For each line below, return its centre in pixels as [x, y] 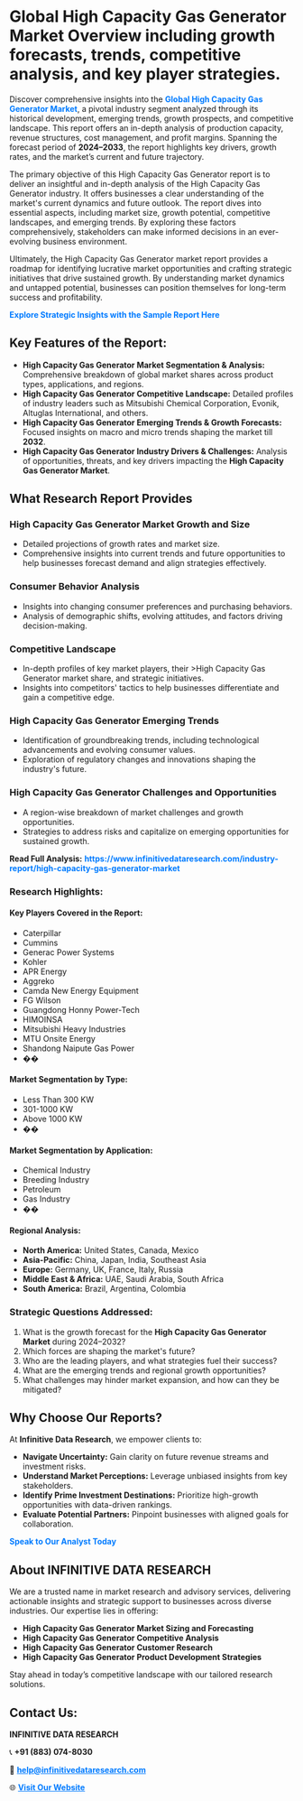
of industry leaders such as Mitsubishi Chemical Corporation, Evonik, [151, 403]
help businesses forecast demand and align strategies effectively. [144, 563]
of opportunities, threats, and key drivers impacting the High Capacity [153, 460]
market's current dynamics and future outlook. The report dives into [135, 203]
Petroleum [41, 1190]
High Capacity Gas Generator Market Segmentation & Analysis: [143, 365]
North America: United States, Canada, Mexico [110, 1250]
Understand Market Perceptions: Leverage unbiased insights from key [155, 1476]
